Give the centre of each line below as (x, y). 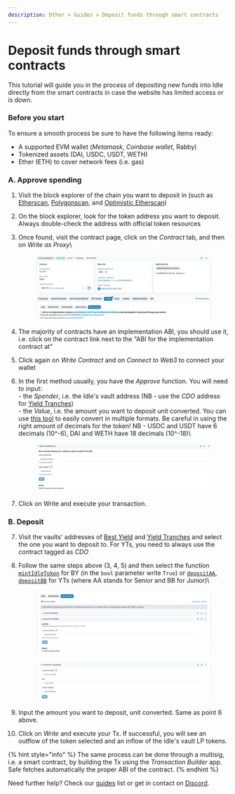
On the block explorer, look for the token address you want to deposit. (119, 216)
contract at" (35, 347)
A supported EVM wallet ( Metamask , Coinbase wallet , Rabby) (107, 147)
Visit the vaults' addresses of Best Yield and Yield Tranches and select (120, 536)
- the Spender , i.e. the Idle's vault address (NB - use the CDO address (119, 396)
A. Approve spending (45, 180)
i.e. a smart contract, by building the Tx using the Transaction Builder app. (115, 762)
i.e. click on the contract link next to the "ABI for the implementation (116, 339)
